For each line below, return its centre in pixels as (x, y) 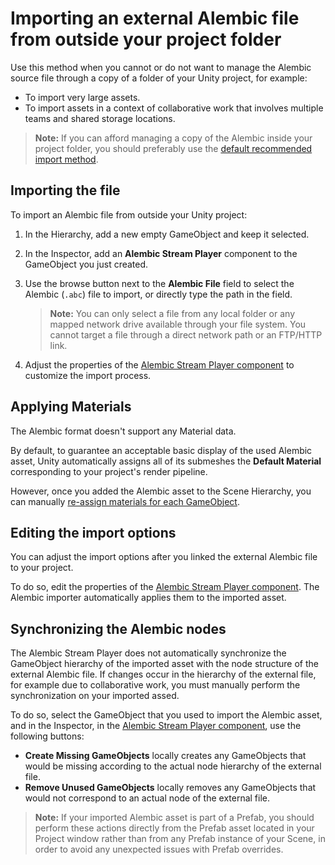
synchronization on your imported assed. (95, 696)
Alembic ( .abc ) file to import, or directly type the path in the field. (158, 294)
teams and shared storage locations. (100, 118)
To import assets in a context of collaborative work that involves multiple (174, 108)
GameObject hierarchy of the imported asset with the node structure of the (164, 664)
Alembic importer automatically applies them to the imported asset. (148, 598)
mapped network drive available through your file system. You (178, 324)
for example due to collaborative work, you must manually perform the (155, 685)
